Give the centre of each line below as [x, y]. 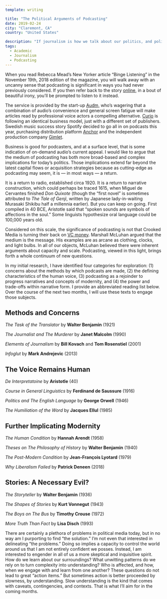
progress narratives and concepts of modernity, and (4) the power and [78, 281]
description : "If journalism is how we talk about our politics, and [79, 42]
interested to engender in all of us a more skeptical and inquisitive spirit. [79, 554]
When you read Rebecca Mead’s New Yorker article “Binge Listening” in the [83, 74]
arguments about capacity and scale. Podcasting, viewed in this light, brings [83, 250]
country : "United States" [32, 33]
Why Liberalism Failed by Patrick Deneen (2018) [55, 467]
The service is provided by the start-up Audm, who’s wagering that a [75, 105]
